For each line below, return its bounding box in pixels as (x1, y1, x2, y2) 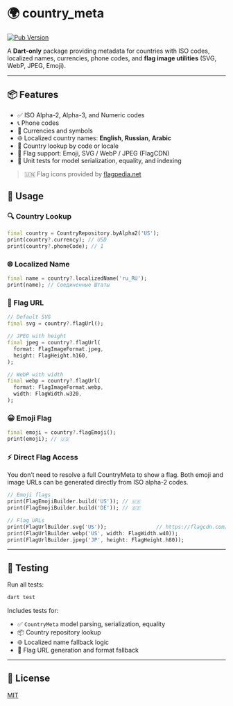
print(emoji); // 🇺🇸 (7, 435, 69, 443)
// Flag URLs (7, 516, 45, 524)
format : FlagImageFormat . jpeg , (13, 345, 104, 353)
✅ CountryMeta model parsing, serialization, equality (17, 620, 166, 628)
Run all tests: (7, 580, 44, 589)
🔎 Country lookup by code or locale (17, 142, 119, 150)
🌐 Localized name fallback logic (17, 638, 110, 646)
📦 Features (7, 89, 59, 101)
